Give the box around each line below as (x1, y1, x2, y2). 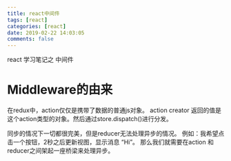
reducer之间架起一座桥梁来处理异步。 (7, 147, 114, 155)
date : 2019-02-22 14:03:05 (7, 29, 85, 36)
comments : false (7, 36, 54, 43)
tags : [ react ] (7, 17, 48, 23)
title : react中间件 (7, 10, 60, 17)
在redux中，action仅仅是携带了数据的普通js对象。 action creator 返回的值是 (7, 106, 222, 114)
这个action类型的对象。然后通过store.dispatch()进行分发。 (7, 115, 172, 123)
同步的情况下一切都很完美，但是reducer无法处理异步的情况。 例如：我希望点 (7, 129, 225, 138)
